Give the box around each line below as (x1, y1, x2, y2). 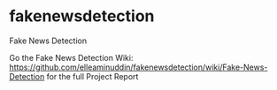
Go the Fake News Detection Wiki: (9, 52, 134, 63)
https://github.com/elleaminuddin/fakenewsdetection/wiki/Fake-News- (9, 62, 268, 72)
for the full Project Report (46, 71, 139, 81)
